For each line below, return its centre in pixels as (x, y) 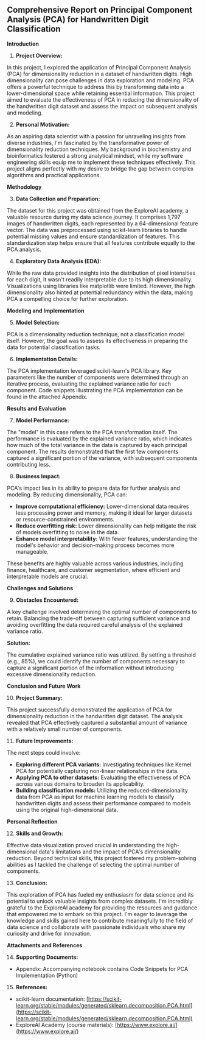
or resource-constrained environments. (65, 519)
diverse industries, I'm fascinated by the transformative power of (88, 143)
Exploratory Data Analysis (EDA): (58, 261)
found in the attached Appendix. (47, 397)
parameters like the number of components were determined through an (98, 377)
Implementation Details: (47, 359)
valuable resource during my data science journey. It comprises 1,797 (94, 217)
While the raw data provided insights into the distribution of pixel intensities (101, 273)
